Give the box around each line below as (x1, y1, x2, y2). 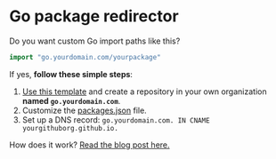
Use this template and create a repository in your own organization (21, 86, 267, 97)
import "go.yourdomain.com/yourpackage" (9, 52, 162, 61)
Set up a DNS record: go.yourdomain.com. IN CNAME (21, 114, 211, 125)
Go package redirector (9, 6, 180, 27)
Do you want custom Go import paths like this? (9, 36, 181, 46)
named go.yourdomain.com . (21, 95, 121, 106)
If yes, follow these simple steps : (9, 68, 134, 79)
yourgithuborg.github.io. (21, 123, 118, 132)
